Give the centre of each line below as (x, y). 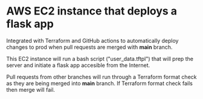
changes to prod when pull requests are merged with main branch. (89, 47)
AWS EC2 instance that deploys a (92, 11)
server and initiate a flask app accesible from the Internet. (78, 65)
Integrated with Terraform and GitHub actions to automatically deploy (92, 40)
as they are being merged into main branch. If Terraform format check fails (100, 83)
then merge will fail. (31, 89)
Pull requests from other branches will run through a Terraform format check (101, 77)
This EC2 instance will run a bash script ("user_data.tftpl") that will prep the (100, 59)
